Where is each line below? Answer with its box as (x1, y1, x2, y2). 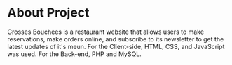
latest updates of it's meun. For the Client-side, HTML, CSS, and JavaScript (7, 42, 225, 50)
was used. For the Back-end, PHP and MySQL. (7, 50, 142, 58)
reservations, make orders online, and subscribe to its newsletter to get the (7, 35, 224, 43)
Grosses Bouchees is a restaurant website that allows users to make (7, 28, 205, 36)
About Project (7, 5, 90, 21)
